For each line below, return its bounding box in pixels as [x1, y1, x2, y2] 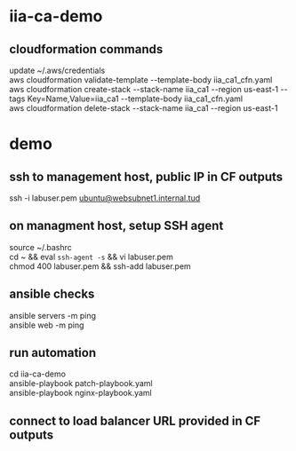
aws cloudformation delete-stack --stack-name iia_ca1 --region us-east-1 [9, 103, 278, 113]
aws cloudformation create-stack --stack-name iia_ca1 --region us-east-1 [9, 84, 279, 94]
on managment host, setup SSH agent [9, 218, 224, 233]
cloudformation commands [9, 42, 164, 57]
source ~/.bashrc [9, 241, 73, 252]
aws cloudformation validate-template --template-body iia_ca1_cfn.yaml [9, 75, 273, 85]
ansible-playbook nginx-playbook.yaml [9, 388, 153, 399]
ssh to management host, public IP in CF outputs [9, 169, 284, 184]
